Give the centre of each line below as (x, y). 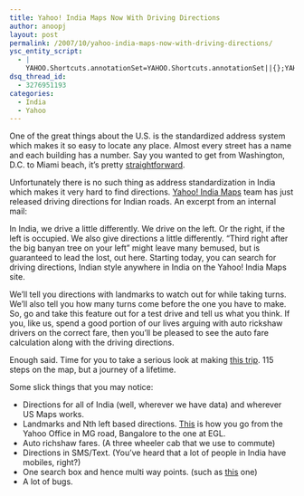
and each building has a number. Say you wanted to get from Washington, (147, 156)
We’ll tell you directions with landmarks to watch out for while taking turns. (148, 294)
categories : (32, 93)
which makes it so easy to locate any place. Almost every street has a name (151, 146)
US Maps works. (53, 415)
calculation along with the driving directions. (92, 343)
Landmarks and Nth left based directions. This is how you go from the (152, 424)
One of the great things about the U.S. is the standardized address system (147, 136)
